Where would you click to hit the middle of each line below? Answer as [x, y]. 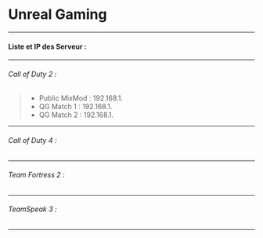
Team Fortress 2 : [36, 175]
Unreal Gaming [58, 15]
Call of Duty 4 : [32, 140]
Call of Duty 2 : [32, 74]
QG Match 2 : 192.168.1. [76, 115]
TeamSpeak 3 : [32, 209]
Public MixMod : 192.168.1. [81, 98]
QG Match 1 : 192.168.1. [76, 107]
